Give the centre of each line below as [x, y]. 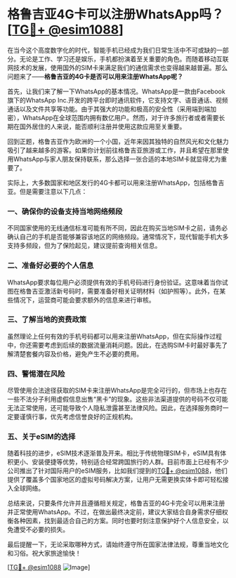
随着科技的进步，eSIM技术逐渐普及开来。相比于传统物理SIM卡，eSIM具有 [114, 453]
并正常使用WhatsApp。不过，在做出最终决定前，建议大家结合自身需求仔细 [115, 512]
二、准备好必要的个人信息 [51, 265]
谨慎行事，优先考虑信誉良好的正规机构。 [78, 417]
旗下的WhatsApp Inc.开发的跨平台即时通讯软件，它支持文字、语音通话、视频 [118, 100]
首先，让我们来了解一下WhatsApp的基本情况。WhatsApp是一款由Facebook [117, 91]
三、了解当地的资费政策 [47, 320]
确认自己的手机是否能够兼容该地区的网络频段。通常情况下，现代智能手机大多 [118, 237]
